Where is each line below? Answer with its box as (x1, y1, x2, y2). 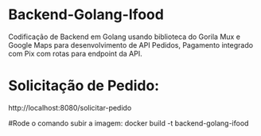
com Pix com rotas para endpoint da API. (8, 49, 142, 58)
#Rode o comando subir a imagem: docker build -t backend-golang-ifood (8, 118, 249, 128)
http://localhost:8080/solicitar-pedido (8, 103, 132, 112)
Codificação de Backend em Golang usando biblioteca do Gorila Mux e (8, 32, 241, 41)
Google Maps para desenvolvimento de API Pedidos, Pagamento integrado (8, 40, 253, 49)
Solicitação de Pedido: (8, 77, 160, 95)
